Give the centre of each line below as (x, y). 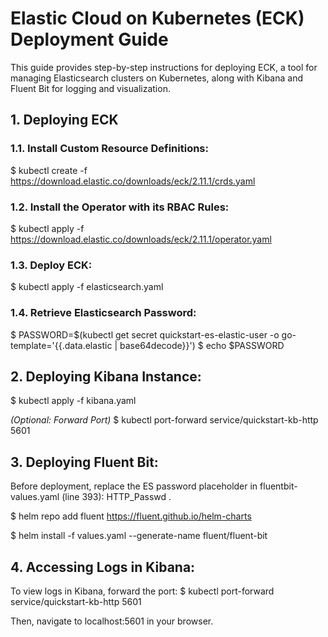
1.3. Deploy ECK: (51, 265)
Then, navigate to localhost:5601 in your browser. (112, 621)
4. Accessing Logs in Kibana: (103, 567)
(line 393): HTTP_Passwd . (116, 497)
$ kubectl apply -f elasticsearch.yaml (87, 287)
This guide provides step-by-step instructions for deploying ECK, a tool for (164, 67)
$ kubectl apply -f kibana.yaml (73, 401)
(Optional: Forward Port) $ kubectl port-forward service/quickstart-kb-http (164, 420)
